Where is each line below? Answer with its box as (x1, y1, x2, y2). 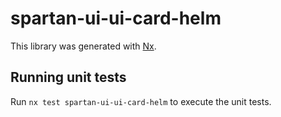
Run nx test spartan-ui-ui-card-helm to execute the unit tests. (10, 95, 272, 107)
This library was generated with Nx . (10, 40, 157, 52)
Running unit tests (10, 69, 127, 86)
